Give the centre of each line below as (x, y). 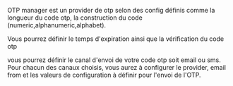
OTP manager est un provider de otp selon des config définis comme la (111, 10)
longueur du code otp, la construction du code (75, 18)
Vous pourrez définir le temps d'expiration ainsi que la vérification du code (116, 39)
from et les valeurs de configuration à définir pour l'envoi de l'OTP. (104, 75)
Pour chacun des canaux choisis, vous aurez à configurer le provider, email (116, 67)
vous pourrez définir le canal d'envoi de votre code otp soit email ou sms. (114, 60)
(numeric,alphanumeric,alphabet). (57, 25)
